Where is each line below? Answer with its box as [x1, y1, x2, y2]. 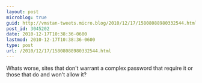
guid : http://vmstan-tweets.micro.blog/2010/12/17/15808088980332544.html [6, 20, 198, 26]
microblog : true [6, 14, 47, 20]
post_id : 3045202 [6, 25, 50, 32]
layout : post [6, 8, 39, 15]
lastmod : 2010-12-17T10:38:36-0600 [6, 37, 96, 43]
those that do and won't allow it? [6, 70, 87, 78]
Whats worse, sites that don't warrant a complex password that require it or [6, 64, 194, 72]
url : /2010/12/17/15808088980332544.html [6, 48, 112, 54]
